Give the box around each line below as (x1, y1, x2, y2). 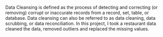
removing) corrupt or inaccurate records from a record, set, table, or (5, 10, 149, 16)
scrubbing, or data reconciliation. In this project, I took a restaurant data (5, 20, 156, 26)
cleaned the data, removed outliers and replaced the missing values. (5, 26, 149, 32)
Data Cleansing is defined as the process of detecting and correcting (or (5, 5, 158, 10)
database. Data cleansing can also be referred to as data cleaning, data (5, 15, 156, 21)
